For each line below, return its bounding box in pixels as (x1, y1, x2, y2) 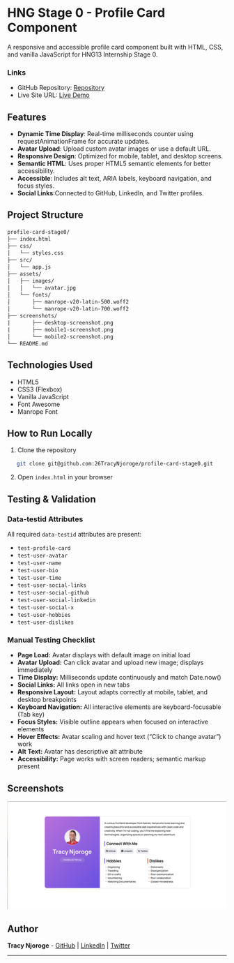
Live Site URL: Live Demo (17, 91, 90, 99)
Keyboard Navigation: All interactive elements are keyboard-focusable (17, 703, 221, 711)
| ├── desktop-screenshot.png (7, 319, 114, 326)
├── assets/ (7, 270, 42, 277)
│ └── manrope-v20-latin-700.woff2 (7, 305, 130, 312)
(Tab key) (17, 710, 45, 719)
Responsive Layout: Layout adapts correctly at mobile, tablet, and (17, 688, 208, 696)
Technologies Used (7, 359, 93, 371)
